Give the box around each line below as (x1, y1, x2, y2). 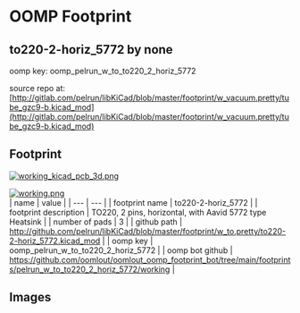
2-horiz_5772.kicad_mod (9, 235, 101, 246)
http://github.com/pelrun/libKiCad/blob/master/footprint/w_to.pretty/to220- (9, 225, 287, 236)
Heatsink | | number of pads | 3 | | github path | (9, 216, 183, 227)
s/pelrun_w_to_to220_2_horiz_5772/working (9, 264, 171, 275)
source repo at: (9, 83, 65, 93)
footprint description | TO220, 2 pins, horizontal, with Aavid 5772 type (9, 207, 267, 217)
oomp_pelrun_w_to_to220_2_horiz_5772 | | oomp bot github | (9, 244, 234, 256)
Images (9, 290, 52, 305)
